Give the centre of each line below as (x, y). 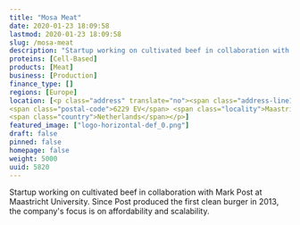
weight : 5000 (33, 158)
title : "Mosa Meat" (46, 17)
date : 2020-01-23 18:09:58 (59, 26)
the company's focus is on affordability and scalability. (109, 212)
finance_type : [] (42, 84)
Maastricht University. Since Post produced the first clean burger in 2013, (144, 202)
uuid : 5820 (29, 167)
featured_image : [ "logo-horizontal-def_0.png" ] (100, 126)
